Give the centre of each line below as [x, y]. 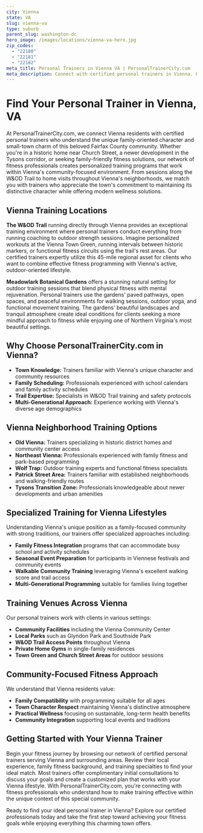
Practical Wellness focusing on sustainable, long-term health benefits [102, 714]
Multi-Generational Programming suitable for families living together [101, 584]
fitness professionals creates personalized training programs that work [94, 166]
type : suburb [23, 29]
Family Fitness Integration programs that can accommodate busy [97, 545]
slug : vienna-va [27, 23]
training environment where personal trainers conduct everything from [94, 231]
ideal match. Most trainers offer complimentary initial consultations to [93, 772]
